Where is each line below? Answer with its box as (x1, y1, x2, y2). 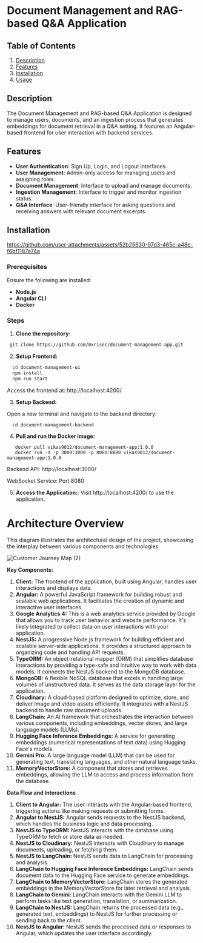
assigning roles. (15, 175, 56, 182)
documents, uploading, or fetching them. (15, 846, 118, 853)
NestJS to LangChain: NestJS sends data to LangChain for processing (15, 852, 193, 860)
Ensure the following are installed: (7, 276, 92, 283)
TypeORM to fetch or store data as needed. (15, 833, 124, 841)
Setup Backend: (15, 398, 57, 406)
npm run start (12, 376, 48, 382)
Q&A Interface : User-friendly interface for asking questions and (15, 201, 176, 208)
